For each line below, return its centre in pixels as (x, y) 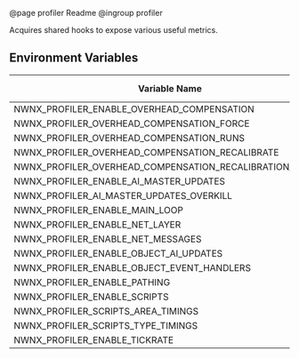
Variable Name (170, 88)
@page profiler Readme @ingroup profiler (86, 13)
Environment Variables (74, 58)
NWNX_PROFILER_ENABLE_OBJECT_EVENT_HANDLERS (133, 267)
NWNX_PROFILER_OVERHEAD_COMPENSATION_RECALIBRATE (146, 152)
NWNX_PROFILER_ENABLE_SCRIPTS (91, 297)
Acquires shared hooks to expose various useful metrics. (113, 30)
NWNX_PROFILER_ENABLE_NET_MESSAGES (108, 239)
